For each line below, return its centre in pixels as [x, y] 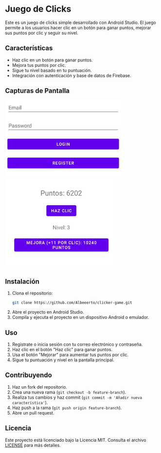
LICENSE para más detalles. [33, 445]
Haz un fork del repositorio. [39, 387]
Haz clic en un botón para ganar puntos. [53, 60]
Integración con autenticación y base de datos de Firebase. [72, 75]
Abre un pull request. [33, 413]
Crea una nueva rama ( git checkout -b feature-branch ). [69, 392]
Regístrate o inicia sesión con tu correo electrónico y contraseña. [77, 344]
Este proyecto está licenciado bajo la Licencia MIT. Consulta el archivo [76, 440]
